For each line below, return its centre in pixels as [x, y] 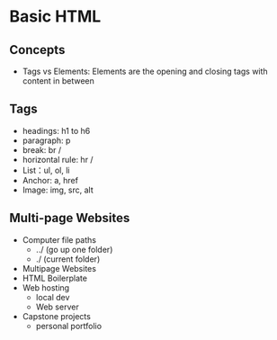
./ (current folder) [68, 259]
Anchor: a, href [50, 180]
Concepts [37, 50]
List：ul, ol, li [46, 170]
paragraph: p [46, 140]
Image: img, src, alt [58, 190]
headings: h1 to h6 [56, 130]
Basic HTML [55, 17]
